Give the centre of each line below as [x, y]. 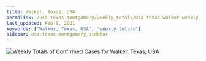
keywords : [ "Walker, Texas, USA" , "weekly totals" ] [74, 29]
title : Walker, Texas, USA [41, 12]
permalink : [20, 18]
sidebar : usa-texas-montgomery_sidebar [57, 34]
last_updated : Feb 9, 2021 [41, 23]
